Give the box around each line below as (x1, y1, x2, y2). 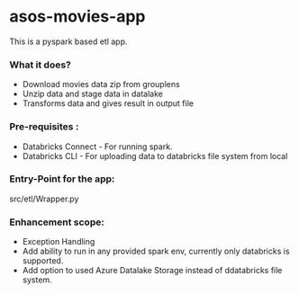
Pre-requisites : (9, 120, 79, 133)
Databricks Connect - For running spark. (22, 141, 173, 152)
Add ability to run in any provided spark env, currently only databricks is (22, 245, 290, 257)
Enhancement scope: (9, 216, 105, 228)
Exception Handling (22, 236, 95, 247)
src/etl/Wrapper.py (9, 193, 79, 204)
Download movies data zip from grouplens (22, 79, 180, 90)
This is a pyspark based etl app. (9, 36, 128, 47)
